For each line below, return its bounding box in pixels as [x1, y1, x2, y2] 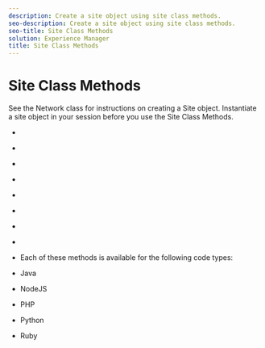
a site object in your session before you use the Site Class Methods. [8, 112, 234, 122]
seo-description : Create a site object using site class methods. [8, 19, 236, 27]
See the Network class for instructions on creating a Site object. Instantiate [8, 103, 257, 113]
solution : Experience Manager [8, 34, 110, 43]
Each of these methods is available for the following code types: [19, 253, 234, 262]
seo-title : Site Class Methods [8, 27, 114, 35]
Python [19, 316, 44, 325]
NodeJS [19, 284, 48, 294]
